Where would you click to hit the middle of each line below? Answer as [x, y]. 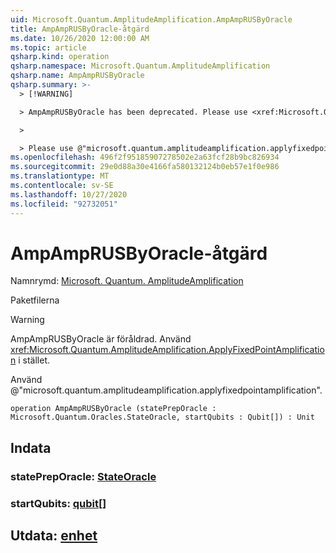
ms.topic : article [48, 47]
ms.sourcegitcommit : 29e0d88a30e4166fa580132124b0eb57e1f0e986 [145, 167]
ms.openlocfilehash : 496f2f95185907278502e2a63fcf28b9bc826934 [145, 157]
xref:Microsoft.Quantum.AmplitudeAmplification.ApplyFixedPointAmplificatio [167, 350]
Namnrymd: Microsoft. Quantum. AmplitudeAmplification [127, 281]
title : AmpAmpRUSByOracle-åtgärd [80, 29]
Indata [31, 447]
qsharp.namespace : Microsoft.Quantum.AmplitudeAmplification [140, 66]
